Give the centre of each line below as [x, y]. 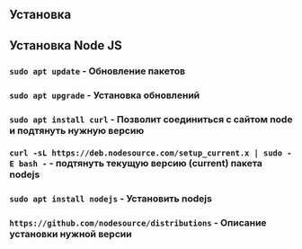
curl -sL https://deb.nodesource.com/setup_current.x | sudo [146, 153]
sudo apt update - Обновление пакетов [98, 71]
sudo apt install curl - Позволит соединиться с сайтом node [151, 119]
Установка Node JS [66, 45]
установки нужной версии [71, 235]
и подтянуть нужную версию [77, 130]
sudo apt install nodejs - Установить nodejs [111, 199]
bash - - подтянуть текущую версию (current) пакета [141, 164]
